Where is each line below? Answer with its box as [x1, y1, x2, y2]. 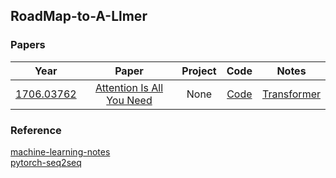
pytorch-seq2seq [10, 156, 82, 168]
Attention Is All [94, 80, 164, 94]
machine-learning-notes [10, 145, 111, 158]
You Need [106, 93, 153, 107]
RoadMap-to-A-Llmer [10, 8, 148, 25]
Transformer [261, 87, 321, 101]
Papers [10, 38, 46, 52]
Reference [10, 123, 62, 137]
